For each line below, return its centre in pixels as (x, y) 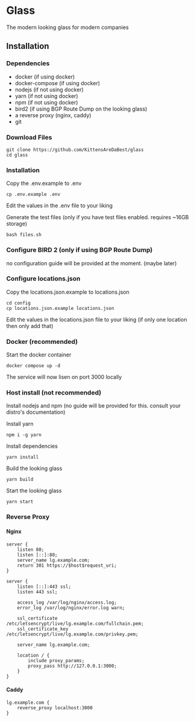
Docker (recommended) (42, 341)
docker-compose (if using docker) (57, 83)
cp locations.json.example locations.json (60, 308)
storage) (17, 224)
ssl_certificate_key (43, 629)
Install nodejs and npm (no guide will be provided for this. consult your (94, 406)
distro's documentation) (36, 412)
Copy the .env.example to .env (44, 183)
